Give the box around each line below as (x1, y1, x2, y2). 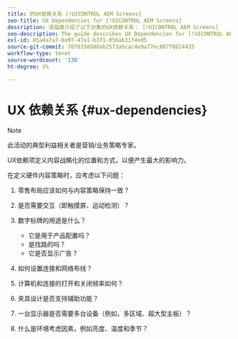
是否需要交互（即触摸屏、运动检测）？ (17, 201, 130, 209)
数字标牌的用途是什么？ (17, 216, 86, 224)
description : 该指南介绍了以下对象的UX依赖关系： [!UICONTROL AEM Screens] (7, 23, 219, 30)
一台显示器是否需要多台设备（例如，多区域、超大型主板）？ (17, 309, 192, 318)
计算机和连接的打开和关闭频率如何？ (17, 279, 124, 287)
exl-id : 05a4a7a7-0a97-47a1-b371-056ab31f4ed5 (7, 37, 147, 44)
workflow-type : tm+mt (7, 50, 72, 57)
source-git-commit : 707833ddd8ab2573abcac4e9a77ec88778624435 (7, 43, 195, 50)
